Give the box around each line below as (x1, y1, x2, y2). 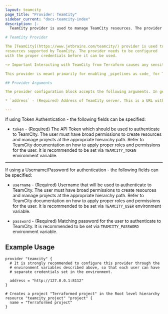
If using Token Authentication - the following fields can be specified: (5, 116, 146, 122)
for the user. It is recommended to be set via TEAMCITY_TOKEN (12, 147, 136, 153)
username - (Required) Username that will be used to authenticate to (12, 182, 151, 188)
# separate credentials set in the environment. (9, 269, 113, 275)
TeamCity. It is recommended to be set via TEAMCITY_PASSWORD (12, 223, 139, 229)
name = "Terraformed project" (9, 300, 72, 305)
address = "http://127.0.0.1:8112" (9, 278, 84, 283)
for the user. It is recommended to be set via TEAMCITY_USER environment (12, 203, 161, 209)
